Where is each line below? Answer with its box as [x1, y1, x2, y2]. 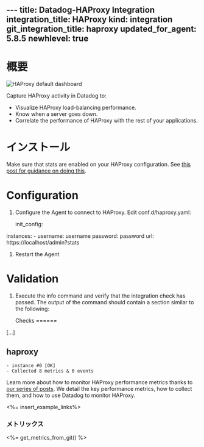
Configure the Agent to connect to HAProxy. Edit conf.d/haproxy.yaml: [15, 209, 192, 216]
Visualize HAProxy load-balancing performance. [15, 104, 136, 112]
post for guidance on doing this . [6, 167, 86, 174]
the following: [15, 305, 50, 313]
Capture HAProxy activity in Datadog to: [6, 92, 107, 99]
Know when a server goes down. [15, 110, 98, 118]
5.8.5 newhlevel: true [6, 34, 89, 44]
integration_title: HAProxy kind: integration [6, 15, 173, 25]
